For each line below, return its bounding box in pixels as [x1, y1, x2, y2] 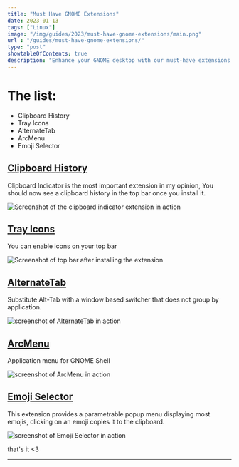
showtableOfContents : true [7, 51, 87, 58]
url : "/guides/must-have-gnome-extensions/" [7, 37, 144, 44]
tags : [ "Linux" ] [7, 24, 55, 31]
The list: [7, 87, 57, 103]
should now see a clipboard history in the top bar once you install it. [7, 188, 206, 197]
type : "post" [7, 43, 46, 51]
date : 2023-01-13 [7, 17, 59, 24]
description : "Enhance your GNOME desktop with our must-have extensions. [7, 57, 234, 64]
